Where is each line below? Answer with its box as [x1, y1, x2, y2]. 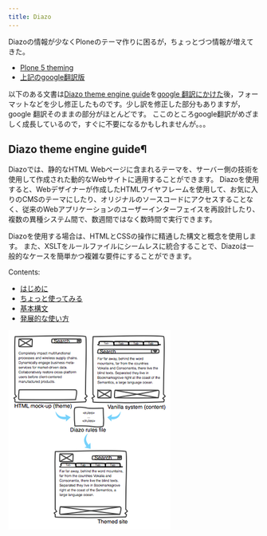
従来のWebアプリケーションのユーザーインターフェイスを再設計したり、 [22, 204, 260, 215]
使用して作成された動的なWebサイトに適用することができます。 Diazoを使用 [8, 175, 260, 184]
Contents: [8, 267, 41, 277]
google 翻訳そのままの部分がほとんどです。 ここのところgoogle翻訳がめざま [8, 108, 259, 119]
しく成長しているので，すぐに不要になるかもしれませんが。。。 [8, 119, 210, 128]
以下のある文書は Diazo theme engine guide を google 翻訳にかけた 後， [8, 89, 238, 99]
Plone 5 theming [19, 62, 74, 72]
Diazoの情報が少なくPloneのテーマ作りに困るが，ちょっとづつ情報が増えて [8, 37, 254, 46]
